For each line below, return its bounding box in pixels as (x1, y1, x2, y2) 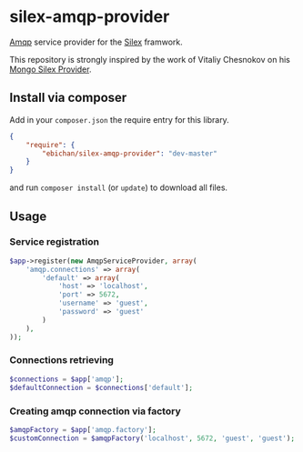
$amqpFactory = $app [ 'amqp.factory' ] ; (9, 425, 157, 434)
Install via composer (9, 90, 127, 105)
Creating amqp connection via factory (9, 405, 181, 417)
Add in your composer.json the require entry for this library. (9, 114, 229, 125)
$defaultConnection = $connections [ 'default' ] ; (9, 383, 194, 392)
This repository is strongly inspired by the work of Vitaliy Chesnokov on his (9, 54, 291, 65)
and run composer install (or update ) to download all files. (9, 182, 228, 193)
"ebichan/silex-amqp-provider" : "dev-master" (42, 148, 218, 158)
